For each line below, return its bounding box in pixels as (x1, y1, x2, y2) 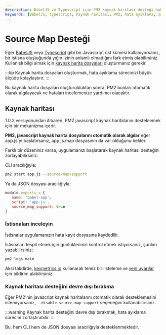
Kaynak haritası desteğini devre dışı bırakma (5, 283, 115, 290)
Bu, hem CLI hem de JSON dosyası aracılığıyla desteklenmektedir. (5, 324, 139, 330)
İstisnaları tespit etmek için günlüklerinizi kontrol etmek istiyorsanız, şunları (5, 241, 157, 247)
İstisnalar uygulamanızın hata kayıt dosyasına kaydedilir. (5, 232, 119, 238)
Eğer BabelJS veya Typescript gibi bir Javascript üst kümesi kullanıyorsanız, (5, 50, 160, 56)
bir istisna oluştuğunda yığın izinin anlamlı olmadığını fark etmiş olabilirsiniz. (5, 55, 159, 61)
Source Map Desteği (5, 33, 90, 45)
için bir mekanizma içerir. (5, 123, 56, 129)
